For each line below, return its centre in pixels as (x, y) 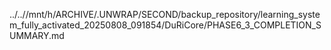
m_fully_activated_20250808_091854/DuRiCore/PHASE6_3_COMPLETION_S (165, 25)
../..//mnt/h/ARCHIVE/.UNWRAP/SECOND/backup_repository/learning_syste (165, 14)
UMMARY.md (37, 35)
